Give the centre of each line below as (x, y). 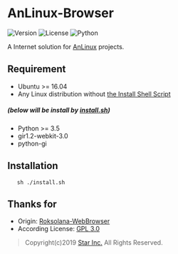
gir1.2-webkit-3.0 (43, 136)
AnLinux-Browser (61, 13)
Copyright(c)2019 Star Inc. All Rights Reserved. (94, 243)
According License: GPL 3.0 (58, 229)
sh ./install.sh (41, 182)
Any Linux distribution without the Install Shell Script (94, 93)
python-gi (32, 143)
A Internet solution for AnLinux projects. (66, 46)
